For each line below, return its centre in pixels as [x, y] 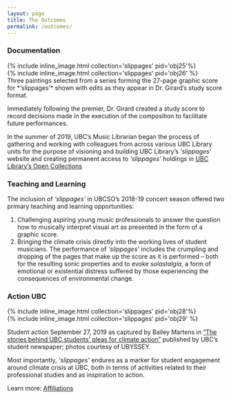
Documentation [34, 50]
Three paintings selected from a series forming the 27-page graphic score [113, 80]
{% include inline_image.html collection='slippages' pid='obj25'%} [102, 66]
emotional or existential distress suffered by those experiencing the [113, 271]
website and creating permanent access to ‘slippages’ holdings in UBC [108, 158]
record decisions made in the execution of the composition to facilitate [107, 115]
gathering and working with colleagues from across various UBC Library [110, 144]
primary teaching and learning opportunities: [71, 206]
